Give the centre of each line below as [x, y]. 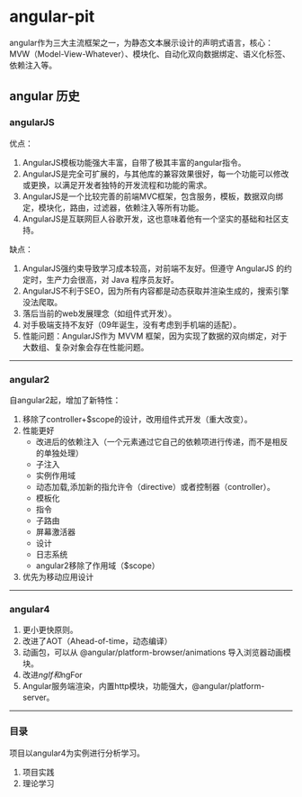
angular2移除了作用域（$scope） [98, 566]
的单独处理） [59, 453]
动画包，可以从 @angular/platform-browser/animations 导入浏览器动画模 [156, 652]
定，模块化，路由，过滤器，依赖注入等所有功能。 [113, 207]
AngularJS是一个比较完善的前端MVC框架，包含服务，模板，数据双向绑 [153, 196]
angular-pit [52, 17]
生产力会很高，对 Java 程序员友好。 [112, 279]
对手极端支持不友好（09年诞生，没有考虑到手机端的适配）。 [132, 324]
